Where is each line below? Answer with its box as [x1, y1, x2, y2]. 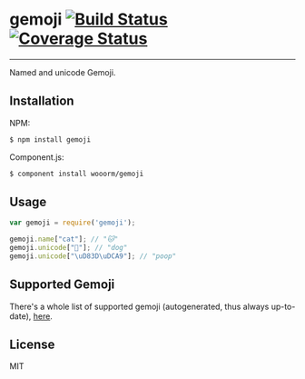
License [9, 337, 55, 353]
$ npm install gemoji [9, 135, 92, 145]
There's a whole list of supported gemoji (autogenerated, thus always [9, 301, 270, 312]
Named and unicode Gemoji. [9, 66, 116, 77]
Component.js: [9, 151, 64, 163]
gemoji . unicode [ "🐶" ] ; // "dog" [9, 244, 128, 253]
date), [9, 310, 32, 322]
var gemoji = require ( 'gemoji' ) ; [9, 218, 136, 227]
